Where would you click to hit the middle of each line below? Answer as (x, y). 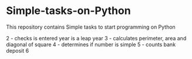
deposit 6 (18, 50)
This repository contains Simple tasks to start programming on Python (91, 27)
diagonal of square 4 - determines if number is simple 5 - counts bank (91, 44)
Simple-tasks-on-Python (68, 11)
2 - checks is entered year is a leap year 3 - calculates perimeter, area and (96, 38)
